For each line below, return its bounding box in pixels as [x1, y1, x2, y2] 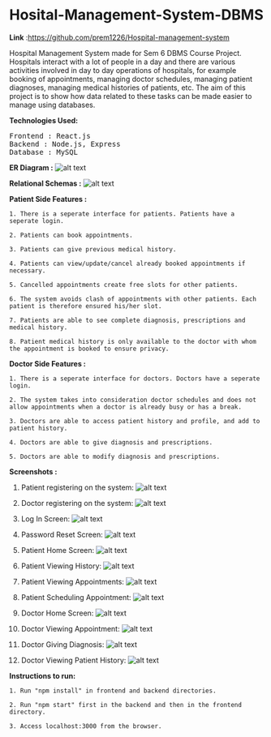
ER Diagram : [9, 162, 54, 172]
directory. [9, 708, 46, 716]
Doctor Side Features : [9, 358, 86, 368]
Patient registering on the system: [20, 482, 135, 492]
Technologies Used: [9, 115, 79, 125]
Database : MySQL [9, 148, 78, 156]
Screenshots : [9, 466, 58, 476]
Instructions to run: [9, 671, 76, 680]
